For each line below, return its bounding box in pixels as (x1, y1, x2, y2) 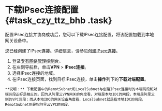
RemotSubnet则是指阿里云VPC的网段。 (5, 102, 72, 107)
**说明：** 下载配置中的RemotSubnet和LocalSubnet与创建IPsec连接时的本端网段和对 (5, 86, 157, 92)
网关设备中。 (5, 37, 30, 43)
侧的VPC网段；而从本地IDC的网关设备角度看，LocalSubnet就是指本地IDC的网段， (5, 97, 146, 102)
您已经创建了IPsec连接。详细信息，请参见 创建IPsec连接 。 (5, 48, 120, 54)
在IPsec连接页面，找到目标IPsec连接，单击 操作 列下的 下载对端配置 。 (12, 76, 149, 82)
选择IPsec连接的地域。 (12, 70, 58, 76)
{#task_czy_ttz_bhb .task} (5, 15, 113, 26)
